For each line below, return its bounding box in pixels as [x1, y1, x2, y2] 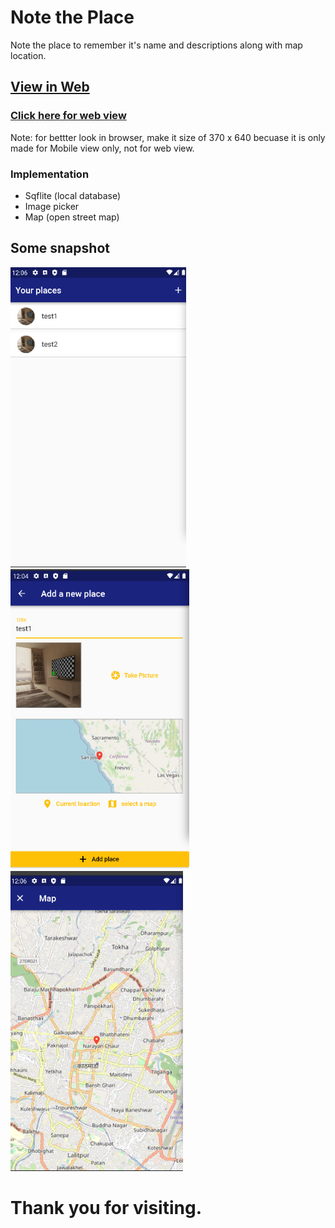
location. [10, 49, 47, 61]
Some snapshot [10, 240, 110, 257]
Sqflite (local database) [24, 189, 122, 201]
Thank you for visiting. [10, 1196, 202, 1219]
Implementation [10, 167, 90, 181]
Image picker [24, 200, 80, 212]
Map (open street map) [24, 211, 120, 223]
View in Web [10, 79, 90, 96]
